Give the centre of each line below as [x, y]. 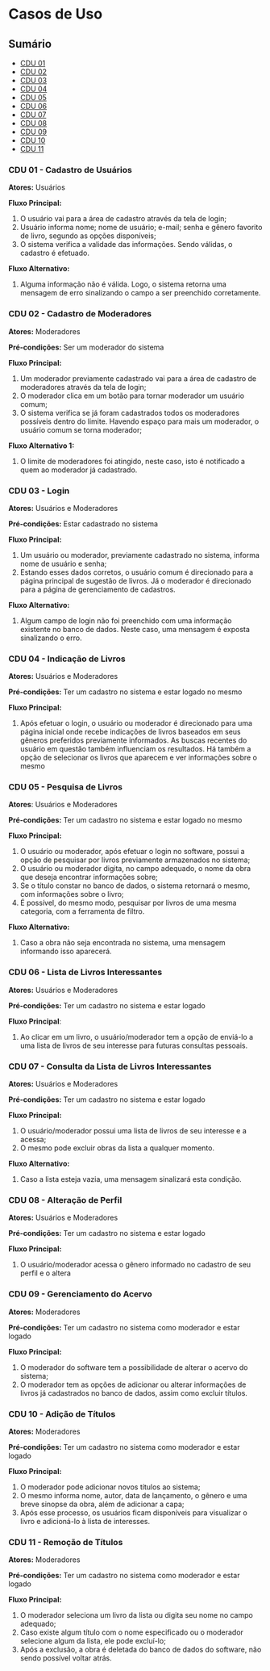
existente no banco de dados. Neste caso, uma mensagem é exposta [135, 629]
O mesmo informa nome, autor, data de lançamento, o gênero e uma [133, 1495]
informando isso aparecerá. [66, 951]
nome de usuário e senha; [63, 563]
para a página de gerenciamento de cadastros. [98, 589]
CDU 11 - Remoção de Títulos [66, 1542]
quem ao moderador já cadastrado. [79, 470]
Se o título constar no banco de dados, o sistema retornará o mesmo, [135, 886]
